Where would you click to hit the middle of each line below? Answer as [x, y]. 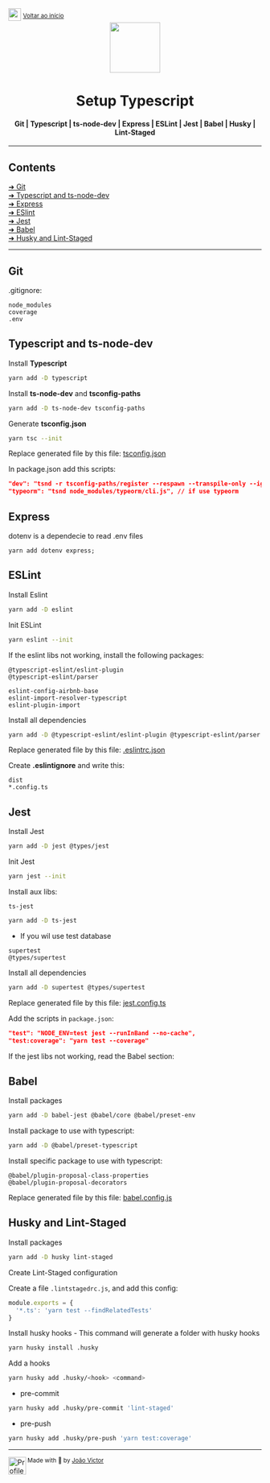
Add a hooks [29, 1363]
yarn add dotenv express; [51, 551]
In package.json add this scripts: [62, 469]
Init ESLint [25, 625]
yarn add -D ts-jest [43, 921]
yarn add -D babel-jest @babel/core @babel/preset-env [102, 1115]
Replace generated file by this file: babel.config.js [90, 1198]
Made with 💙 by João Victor [66, 1460]
